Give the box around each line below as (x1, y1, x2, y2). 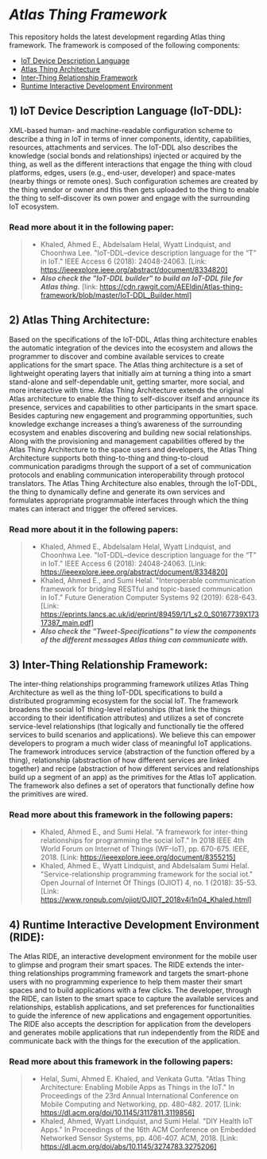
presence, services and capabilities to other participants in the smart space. (9, 402, 258, 412)
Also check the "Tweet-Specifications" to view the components (40, 627, 257, 636)
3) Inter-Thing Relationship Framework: (9, 658, 208, 672)
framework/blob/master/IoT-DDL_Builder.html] (40, 291, 192, 300)
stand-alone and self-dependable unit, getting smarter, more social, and (9, 377, 245, 386)
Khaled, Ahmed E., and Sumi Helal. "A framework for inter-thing (40, 827, 249, 837)
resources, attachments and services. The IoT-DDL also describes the (9, 142, 238, 152)
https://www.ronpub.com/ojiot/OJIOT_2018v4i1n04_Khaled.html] (40, 895, 252, 905)
